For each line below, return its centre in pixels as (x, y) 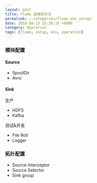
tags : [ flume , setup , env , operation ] (44, 32)
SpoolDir (21, 73)
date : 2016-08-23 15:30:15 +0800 (39, 23)
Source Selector (28, 170)
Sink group (23, 175)
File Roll (20, 135)
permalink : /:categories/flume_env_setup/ (48, 18)
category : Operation (26, 28)
